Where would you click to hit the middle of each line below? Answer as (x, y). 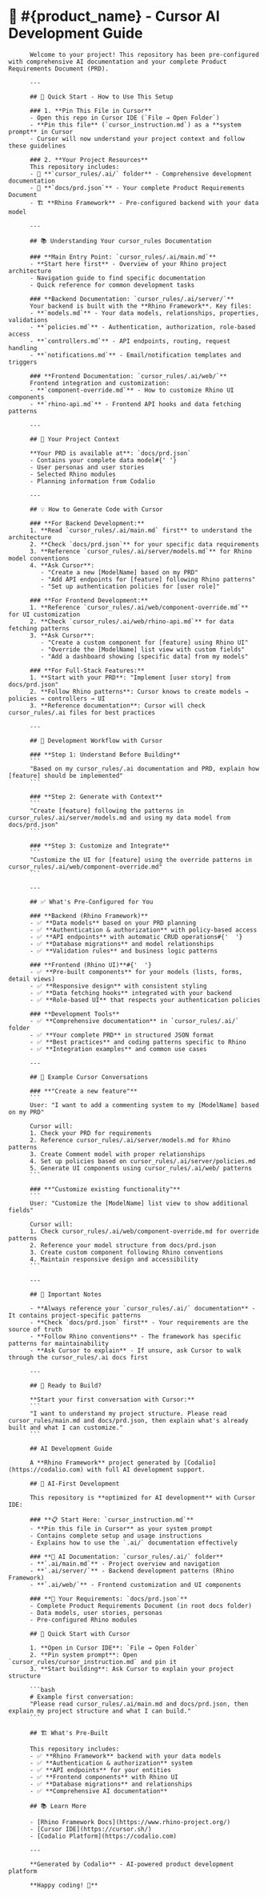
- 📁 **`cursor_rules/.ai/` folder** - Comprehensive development (140, 174)
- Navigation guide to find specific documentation (117, 278)
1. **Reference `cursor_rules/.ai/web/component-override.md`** (139, 607)
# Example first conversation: (82, 1697)
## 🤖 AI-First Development (74, 1484)
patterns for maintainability (59, 1343)
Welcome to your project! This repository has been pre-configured (144, 54)
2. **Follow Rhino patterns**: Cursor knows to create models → (139, 691)
